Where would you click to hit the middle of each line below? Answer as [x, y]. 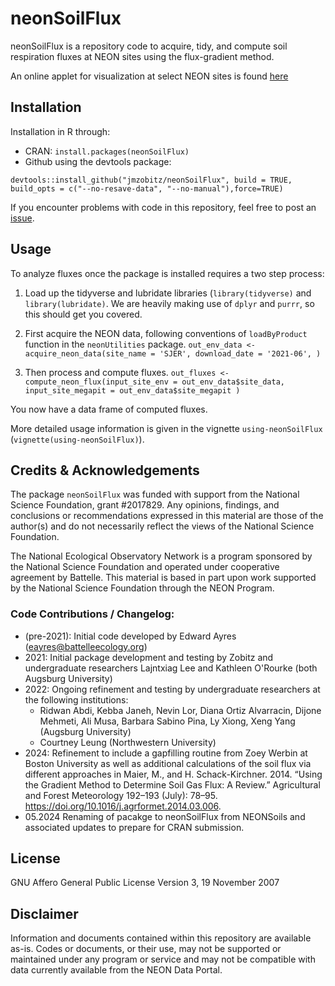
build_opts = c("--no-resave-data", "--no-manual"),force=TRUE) [147, 188]
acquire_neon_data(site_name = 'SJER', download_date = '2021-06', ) [173, 353]
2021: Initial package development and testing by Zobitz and [149, 657]
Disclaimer [44, 913]
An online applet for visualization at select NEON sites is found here [149, 76]
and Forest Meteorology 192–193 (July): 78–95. [121, 795]
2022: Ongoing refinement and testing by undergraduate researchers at [172, 689]
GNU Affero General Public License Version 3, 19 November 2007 [145, 883]
